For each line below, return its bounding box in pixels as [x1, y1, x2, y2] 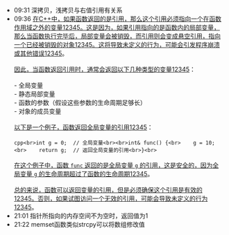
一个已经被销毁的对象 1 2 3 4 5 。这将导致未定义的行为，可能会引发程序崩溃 [13, 41, 221, 48]
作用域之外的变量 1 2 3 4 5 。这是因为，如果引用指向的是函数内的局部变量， [13, 23, 221, 31]
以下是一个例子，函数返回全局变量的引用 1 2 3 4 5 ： [13, 123, 154, 131]
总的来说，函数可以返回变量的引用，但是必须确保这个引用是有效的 [13, 186, 203, 194]
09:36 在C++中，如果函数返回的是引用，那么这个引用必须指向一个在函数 [13, 15, 222, 23]
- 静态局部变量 [13, 90, 56, 98]
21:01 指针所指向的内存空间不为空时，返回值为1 [13, 211, 149, 220]
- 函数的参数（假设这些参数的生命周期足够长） [13, 99, 147, 106]
